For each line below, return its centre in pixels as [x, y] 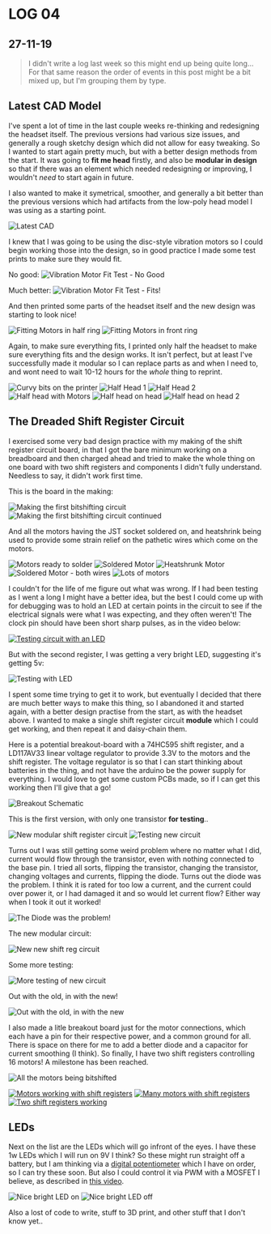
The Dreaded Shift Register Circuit [96, 422]
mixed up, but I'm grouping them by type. [97, 81]
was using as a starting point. [57, 210]
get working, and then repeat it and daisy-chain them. [98, 728]
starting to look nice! [42, 314]
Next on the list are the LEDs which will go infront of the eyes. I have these [132, 1146]
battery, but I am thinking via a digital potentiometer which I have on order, [132, 1164]
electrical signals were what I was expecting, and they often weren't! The [130, 614]
